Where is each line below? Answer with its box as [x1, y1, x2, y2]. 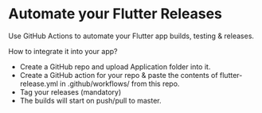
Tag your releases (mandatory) [19, 87, 122, 96]
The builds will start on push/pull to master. [19, 95, 162, 105]
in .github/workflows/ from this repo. [59, 79, 180, 88]
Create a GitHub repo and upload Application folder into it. [19, 61, 211, 72]
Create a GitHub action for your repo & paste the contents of [19, 70, 218, 80]
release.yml [19, 79, 58, 88]
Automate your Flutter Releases [8, 5, 223, 23]
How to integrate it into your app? [8, 46, 118, 56]
